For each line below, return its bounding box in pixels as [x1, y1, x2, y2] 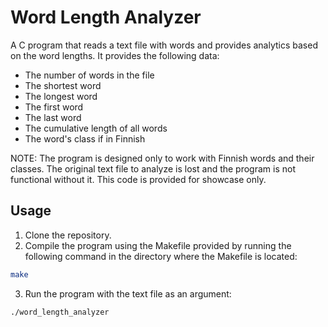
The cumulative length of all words [24, 122, 168, 134]
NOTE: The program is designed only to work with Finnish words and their [10, 152, 315, 164]
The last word [24, 111, 82, 123]
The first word [24, 101, 84, 113]
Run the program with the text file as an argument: [24, 287, 232, 300]
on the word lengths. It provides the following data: [10, 49, 220, 61]
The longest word [24, 90, 98, 102]
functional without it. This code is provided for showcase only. [10, 173, 267, 185]
